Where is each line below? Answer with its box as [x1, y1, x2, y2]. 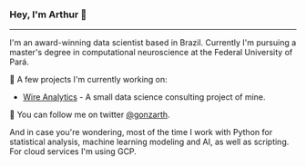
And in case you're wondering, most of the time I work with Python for [9, 127, 273, 138]
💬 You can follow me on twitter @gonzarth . [9, 109, 170, 121]
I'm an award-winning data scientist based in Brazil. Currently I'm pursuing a [9, 37, 297, 48]
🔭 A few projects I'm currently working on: [9, 74, 168, 85]
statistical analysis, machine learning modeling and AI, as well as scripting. [9, 136, 290, 148]
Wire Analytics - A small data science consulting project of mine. [22, 92, 266, 103]
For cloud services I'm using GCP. [9, 146, 137, 157]
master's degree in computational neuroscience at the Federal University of [9, 47, 293, 58]
